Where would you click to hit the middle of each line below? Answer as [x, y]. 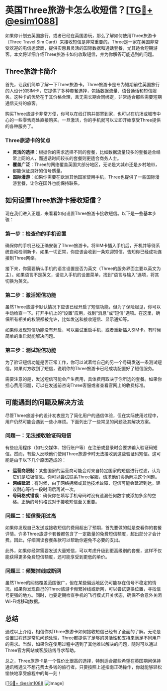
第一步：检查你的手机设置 [36, 234]
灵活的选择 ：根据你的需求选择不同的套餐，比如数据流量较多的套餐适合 [84, 152]
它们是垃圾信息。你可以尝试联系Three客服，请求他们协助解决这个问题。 [86, 477]
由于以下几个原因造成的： [40, 460]
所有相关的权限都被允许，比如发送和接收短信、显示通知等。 [70, 319]
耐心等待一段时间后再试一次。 [47, 489]
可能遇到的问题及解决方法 [44, 402]
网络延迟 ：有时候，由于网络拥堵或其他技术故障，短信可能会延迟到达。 [84, 483]
